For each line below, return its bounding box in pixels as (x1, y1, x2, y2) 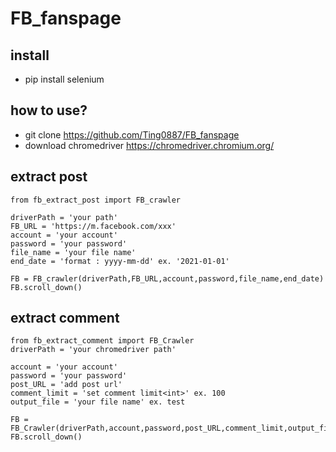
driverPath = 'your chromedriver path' (10, 345, 177, 355)
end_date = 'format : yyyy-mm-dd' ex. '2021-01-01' (10, 256, 230, 266)
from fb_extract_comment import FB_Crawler (10, 336, 195, 346)
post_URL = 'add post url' (10, 380, 123, 390)
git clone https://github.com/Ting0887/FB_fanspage (24, 128, 240, 141)
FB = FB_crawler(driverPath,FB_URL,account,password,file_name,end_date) (10, 273, 325, 284)
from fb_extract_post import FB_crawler (10, 195, 182, 205)
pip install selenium (24, 73, 105, 85)
